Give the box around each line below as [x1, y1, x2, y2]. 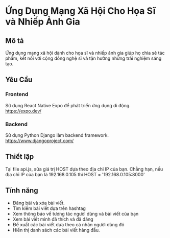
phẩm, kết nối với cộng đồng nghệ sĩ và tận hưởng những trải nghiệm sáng [5, 55, 162, 61]
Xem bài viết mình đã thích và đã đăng [12, 216, 93, 222]
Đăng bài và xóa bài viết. [12, 200, 65, 206]
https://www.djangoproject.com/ [5, 137, 74, 144]
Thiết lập [5, 152, 34, 161]
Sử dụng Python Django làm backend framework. [5, 132, 109, 138]
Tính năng [5, 186, 38, 195]
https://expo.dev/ [5, 108, 42, 114]
